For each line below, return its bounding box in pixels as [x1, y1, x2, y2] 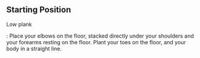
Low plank [6, 20, 32, 28]
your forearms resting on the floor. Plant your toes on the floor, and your [6, 38, 186, 45]
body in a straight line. [6, 45, 62, 52]
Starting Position [6, 5, 72, 15]
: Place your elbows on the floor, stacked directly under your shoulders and [6, 32, 194, 39]
